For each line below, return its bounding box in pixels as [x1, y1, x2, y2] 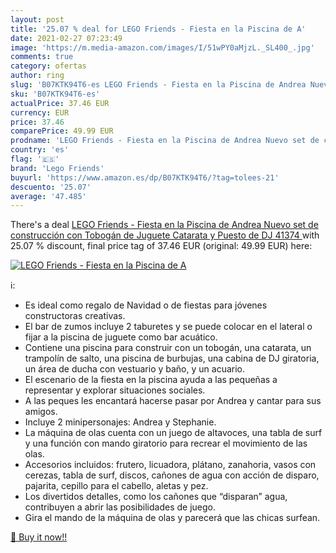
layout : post [10, 14, 65, 25]
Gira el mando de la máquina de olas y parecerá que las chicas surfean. [24, 512, 321, 524]
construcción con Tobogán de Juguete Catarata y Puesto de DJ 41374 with [10, 229, 320, 241]
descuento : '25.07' [10, 182, 92, 192]
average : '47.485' [10, 191, 87, 201]
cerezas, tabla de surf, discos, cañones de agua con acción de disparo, [24, 469, 320, 481]
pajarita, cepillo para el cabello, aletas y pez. [24, 480, 209, 492]
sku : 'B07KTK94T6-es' [10, 89, 101, 99]
